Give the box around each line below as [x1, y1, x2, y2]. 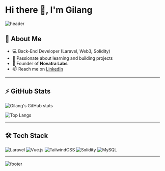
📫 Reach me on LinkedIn [12, 66, 63, 72]
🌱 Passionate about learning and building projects [12, 55, 113, 61]
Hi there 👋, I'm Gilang [5, 4, 93, 16]
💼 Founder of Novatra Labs [12, 60, 68, 66]
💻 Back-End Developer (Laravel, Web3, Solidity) [12, 48, 110, 54]
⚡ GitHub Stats [5, 87, 51, 96]
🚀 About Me [5, 35, 42, 43]
